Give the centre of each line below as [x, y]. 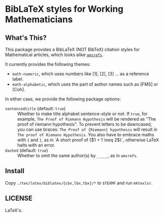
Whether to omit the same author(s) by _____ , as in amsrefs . [78, 155]
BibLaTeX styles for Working [64, 9]
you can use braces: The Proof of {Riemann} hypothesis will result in [87, 129]
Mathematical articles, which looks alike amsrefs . [54, 55]
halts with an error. [36, 145]
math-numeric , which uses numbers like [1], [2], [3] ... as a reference [81, 74]
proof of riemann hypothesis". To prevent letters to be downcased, [85, 124]
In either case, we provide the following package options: [63, 99]
